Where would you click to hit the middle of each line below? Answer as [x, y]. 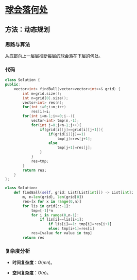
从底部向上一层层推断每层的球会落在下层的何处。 [54, 56]
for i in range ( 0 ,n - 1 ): [55, 215]
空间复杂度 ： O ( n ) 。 [32, 273]
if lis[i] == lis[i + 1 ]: [61, 220]
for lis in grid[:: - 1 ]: [46, 206]
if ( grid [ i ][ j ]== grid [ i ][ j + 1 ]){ [71, 130]
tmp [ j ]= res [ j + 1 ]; [75, 139]
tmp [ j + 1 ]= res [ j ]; [75, 148]
